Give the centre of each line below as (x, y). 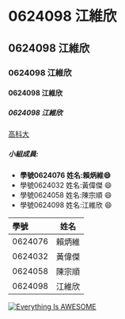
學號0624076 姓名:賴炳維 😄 (65, 175)
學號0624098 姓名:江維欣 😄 (66, 205)
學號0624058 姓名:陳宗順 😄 (66, 195)
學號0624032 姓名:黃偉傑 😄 (66, 185)
